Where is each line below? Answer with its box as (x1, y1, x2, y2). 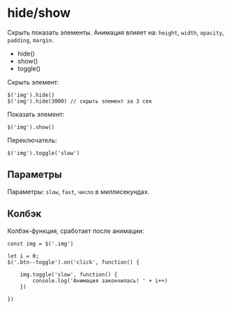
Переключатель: (7, 136, 58, 144)
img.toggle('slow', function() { (20, 271, 118, 278)
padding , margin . (7, 35, 54, 44)
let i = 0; (7, 252, 39, 260)
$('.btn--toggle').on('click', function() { (7, 258, 140, 265)
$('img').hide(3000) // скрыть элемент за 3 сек (7, 97, 152, 105)
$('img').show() (7, 123, 55, 131)
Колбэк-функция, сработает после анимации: (7, 227, 145, 235)
